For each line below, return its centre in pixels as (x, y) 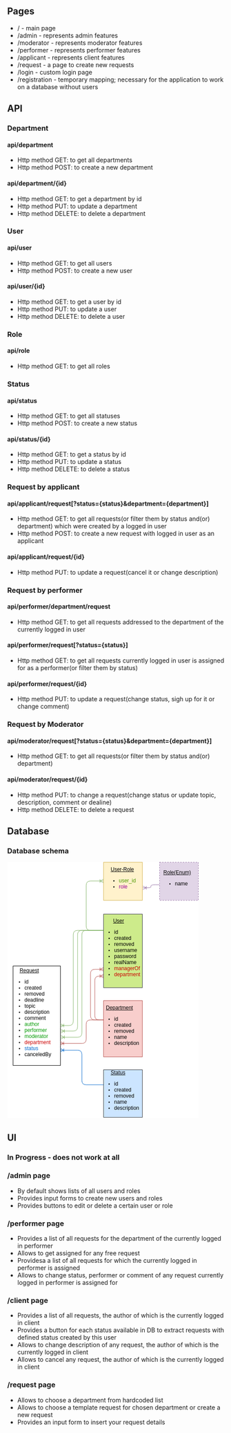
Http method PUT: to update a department (77, 206)
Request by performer (45, 590)
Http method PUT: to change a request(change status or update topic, (117, 795)
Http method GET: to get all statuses (69, 416)
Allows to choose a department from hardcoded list (90, 1400)
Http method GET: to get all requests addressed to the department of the (120, 622)
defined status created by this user (67, 1338)
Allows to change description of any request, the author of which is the (118, 1345)
